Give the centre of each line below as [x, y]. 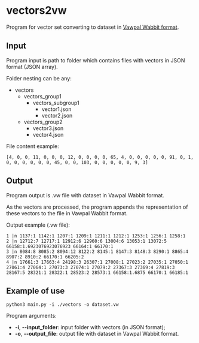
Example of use [36, 291]
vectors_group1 [42, 96]
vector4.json [48, 134]
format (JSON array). [32, 67]
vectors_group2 [43, 122]
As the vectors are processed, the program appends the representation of [97, 207]
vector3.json [48, 128]
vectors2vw [36, 10]
